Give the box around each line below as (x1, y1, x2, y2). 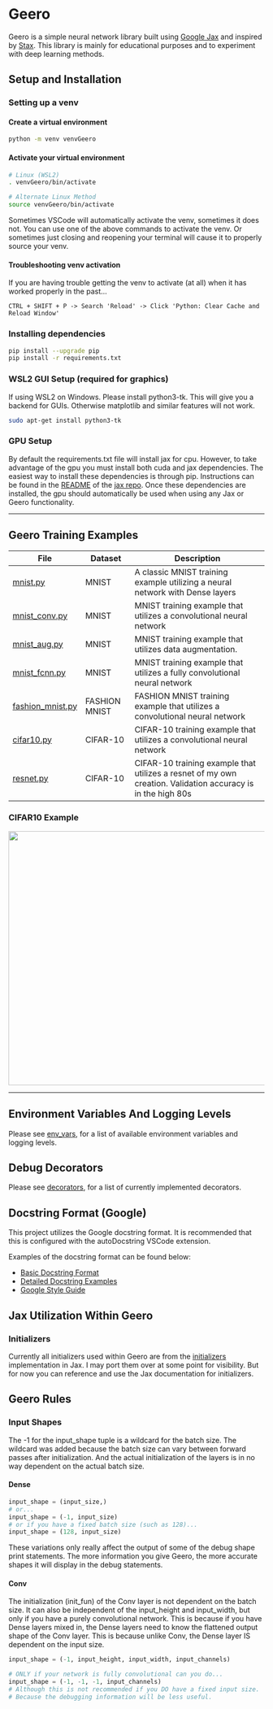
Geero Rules (8, 1392, 71, 1407)
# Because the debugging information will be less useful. (8, 1693, 213, 1701)
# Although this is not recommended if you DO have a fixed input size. (8, 1685, 260, 1694)
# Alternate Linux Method (8, 193, 96, 202)
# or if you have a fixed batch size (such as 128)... (8, 1520, 198, 1529)
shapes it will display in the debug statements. (8, 1560, 163, 1570)
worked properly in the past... (8, 286, 107, 297)
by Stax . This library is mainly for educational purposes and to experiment (8, 40, 256, 50)
